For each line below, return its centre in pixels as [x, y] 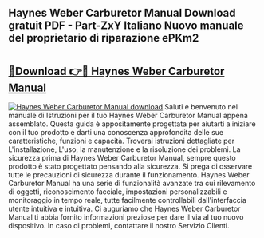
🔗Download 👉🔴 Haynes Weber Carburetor [116, 71]
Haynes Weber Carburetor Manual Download [122, 13]
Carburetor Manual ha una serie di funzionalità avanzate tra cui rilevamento [132, 183]
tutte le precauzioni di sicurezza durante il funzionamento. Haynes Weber [129, 175]
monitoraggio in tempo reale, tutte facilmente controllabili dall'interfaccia [128, 200]
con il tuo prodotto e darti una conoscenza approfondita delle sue [116, 132]
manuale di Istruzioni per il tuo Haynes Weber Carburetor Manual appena [128, 115]
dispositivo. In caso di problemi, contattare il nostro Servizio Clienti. [119, 226]
